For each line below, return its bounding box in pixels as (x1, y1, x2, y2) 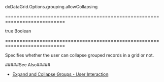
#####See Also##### (5, 62, 51, 67)
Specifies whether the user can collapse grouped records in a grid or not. (5, 53, 154, 58)
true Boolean (5, 28, 32, 34)
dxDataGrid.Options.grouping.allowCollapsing (5, 4, 98, 9)
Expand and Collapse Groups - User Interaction (12, 71, 109, 77)
